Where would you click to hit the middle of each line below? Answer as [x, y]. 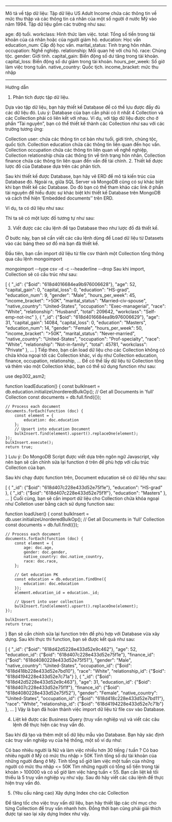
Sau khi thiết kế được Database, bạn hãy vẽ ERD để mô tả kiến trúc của [80, 176]
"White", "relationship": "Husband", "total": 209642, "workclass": [74, 311]
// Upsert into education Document [52, 429]
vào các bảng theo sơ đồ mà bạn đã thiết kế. [52, 243]
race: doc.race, [41, 561]
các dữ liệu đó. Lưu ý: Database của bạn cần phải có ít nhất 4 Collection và [84, 113]
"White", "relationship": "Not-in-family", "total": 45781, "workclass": [76, 344]
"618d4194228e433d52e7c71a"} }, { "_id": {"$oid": [59, 676]
